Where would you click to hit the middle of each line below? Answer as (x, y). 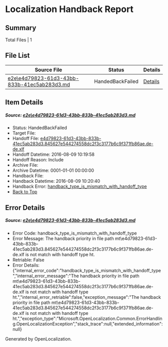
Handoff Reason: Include (38, 160)
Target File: (24, 133)
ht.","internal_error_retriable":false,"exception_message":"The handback (86, 297)
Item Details (24, 102)
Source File (48, 70)
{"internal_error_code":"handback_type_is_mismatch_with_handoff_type (86, 270)
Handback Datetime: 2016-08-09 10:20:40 (56, 181)
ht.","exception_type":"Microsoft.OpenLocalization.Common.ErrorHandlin (87, 318)
